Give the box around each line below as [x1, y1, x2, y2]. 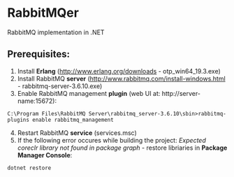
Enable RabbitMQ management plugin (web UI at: [17, 89, 161, 97]
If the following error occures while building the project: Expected [17, 136, 206, 144]
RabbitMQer [7, 5, 79, 21]
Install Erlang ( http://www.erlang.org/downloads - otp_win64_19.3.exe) [17, 66, 221, 75]
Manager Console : [17, 150, 73, 159]
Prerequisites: [7, 48, 70, 60]
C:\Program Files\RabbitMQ [7, 110, 86, 117]
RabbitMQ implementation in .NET [7, 28, 105, 36]
